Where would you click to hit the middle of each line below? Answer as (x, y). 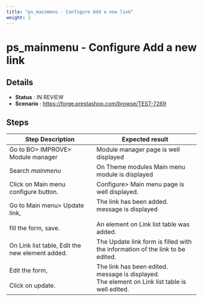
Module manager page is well (138, 150)
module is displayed (125, 175)
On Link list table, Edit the (45, 245)
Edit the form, (28, 271)
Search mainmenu (35, 171)
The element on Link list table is (141, 282)
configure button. (34, 192)
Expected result (145, 140)
